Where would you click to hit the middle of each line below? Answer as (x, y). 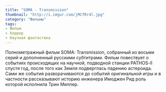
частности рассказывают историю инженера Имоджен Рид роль (76, 79)
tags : (11, 24)
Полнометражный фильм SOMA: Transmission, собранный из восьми (80, 52)
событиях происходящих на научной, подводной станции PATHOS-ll (79, 63)
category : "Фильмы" (26, 19)
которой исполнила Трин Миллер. (42, 84)
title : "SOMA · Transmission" (37, 10)
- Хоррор (14, 33)
